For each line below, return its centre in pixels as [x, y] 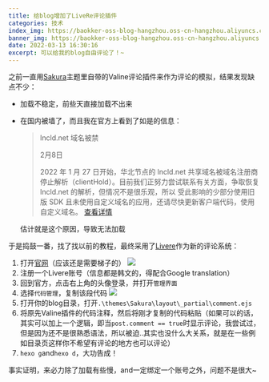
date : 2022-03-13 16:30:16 [53, 46]
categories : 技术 [36, 23]
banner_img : [28, 38]
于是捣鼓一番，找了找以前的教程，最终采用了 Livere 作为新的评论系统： [124, 246]
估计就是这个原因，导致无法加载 [72, 229]
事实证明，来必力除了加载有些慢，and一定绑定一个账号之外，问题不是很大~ [132, 370]
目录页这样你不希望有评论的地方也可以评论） [100, 343]
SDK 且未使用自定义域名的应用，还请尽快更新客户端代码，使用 [152, 202]
